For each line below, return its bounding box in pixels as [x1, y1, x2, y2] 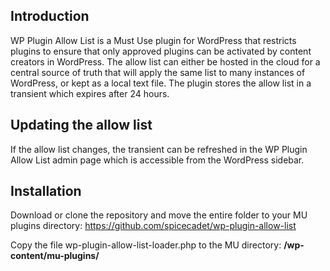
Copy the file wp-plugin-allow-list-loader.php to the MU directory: [10, 239, 282, 251]
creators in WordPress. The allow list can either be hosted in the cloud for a [10, 55, 321, 68]
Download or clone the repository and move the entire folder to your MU [10, 209, 308, 221]
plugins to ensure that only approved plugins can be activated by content [10, 45, 312, 57]
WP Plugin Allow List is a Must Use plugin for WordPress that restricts [10, 34, 297, 46]
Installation [10, 183, 82, 200]
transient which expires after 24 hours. [10, 87, 170, 99]
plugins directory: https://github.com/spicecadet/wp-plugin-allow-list [10, 220, 297, 232]
